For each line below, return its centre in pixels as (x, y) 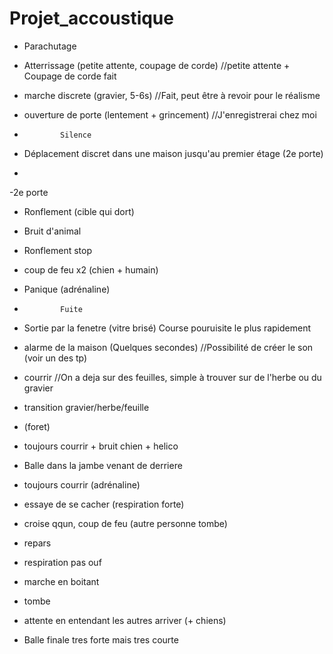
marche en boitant (61, 581)
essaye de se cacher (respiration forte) (104, 504)
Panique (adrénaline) (67, 289)
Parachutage (50, 46)
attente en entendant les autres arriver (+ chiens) (125, 620)
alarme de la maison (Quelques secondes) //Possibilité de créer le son (168, 347)
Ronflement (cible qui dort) (79, 211)
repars (37, 543)
